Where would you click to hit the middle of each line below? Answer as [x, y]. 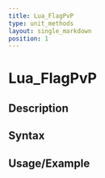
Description [38, 108]
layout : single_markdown [50, 31]
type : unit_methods [41, 23]
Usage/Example [49, 163]
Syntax [27, 136]
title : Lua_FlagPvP [41, 16]
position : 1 [28, 38]
